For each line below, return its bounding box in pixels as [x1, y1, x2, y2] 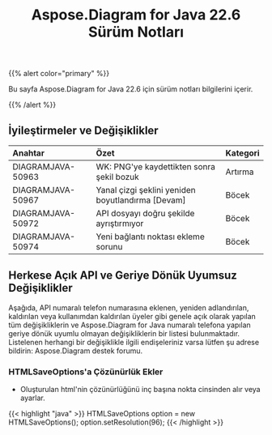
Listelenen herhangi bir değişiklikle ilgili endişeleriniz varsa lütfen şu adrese [8, 337, 260, 347]
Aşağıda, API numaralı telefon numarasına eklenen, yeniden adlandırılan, [8, 302, 249, 313]
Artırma [225, 166, 254, 177]
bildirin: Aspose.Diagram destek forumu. [8, 346, 143, 356]
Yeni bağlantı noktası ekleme [96, 231, 205, 242]
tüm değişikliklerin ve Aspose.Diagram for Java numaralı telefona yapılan [8, 320, 251, 330]
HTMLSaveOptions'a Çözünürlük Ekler [8, 366, 164, 377]
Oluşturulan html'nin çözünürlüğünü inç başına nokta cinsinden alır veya [19, 385, 261, 394]
